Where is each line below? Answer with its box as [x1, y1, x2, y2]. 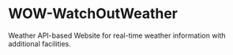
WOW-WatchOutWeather [8, 5, 179, 23]
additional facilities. [8, 38, 71, 48]
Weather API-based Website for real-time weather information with [8, 31, 227, 40]
